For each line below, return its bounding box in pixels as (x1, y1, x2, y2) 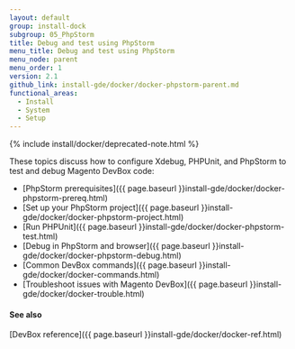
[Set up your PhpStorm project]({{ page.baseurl (22, 202, 200, 213)
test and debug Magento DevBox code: (9, 166, 155, 177)
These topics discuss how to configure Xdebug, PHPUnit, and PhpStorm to (9, 156, 287, 167)
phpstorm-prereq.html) (22, 193, 108, 204)
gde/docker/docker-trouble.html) (22, 289, 146, 299)
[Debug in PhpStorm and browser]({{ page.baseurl (22, 241, 210, 252)
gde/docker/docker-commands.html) (22, 270, 160, 280)
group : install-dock (9, 22, 87, 31)
